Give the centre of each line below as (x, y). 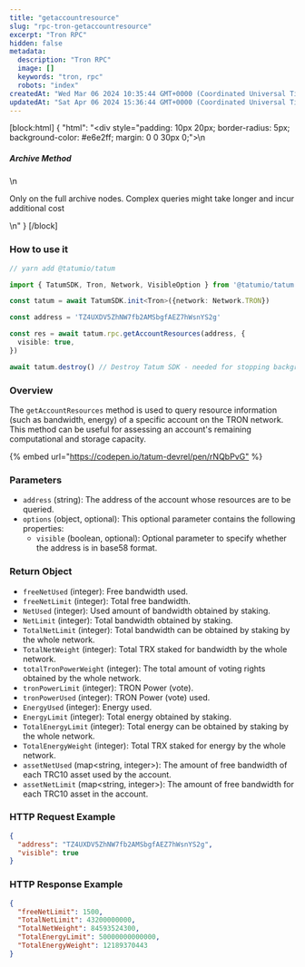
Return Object (41, 571)
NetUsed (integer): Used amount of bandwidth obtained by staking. (146, 610)
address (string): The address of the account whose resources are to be (157, 500)
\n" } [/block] (34, 226)
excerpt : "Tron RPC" (49, 34)
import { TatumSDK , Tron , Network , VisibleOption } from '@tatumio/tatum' (154, 285)
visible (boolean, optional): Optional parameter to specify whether (162, 538)
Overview (31, 390)
